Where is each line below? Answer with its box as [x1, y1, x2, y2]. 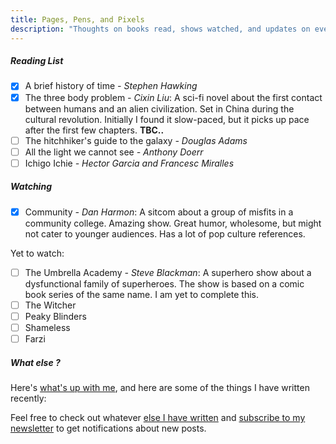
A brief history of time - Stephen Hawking [24, 80, 198, 92]
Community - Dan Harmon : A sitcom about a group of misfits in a [24, 206, 294, 218]
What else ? [10, 356, 61, 368]
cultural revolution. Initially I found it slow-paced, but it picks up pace [24, 113, 310, 125]
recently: [10, 392, 47, 405]
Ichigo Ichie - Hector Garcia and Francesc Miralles [24, 157, 235, 169]
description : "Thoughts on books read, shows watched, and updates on [10, 24, 311, 34]
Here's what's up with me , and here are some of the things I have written [10, 382, 310, 394]
